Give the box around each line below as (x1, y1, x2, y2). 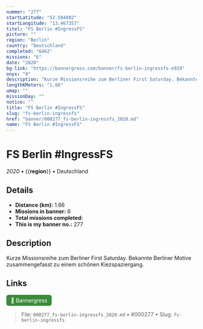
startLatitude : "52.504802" (6, 15, 77, 21)
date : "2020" (6, 59, 39, 65)
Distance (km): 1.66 (14, 201, 65, 208)
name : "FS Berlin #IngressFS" (6, 122, 83, 128)
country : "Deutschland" (6, 43, 66, 49)
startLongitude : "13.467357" (6, 20, 80, 26)
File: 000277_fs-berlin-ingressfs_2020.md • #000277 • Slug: (21, 310, 173, 318)
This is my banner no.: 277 (14, 221, 83, 228)
